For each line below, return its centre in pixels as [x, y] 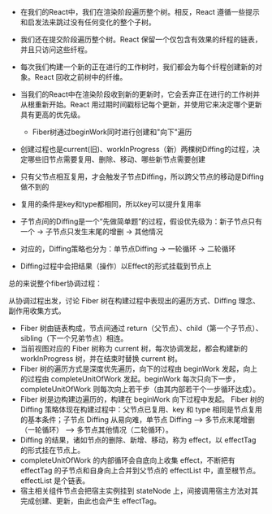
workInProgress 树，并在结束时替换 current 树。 [101, 359]
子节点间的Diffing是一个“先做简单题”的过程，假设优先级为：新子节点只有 [141, 221]
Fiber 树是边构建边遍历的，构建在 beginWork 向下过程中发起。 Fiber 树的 [142, 399]
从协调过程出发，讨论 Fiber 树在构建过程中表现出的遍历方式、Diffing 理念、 [134, 301]
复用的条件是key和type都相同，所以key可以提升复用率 [110, 204]
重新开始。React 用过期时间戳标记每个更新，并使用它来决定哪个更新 [148, 105]
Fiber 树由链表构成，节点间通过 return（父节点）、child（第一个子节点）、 [141, 328]
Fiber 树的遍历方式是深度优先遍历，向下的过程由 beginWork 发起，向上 [139, 369]
